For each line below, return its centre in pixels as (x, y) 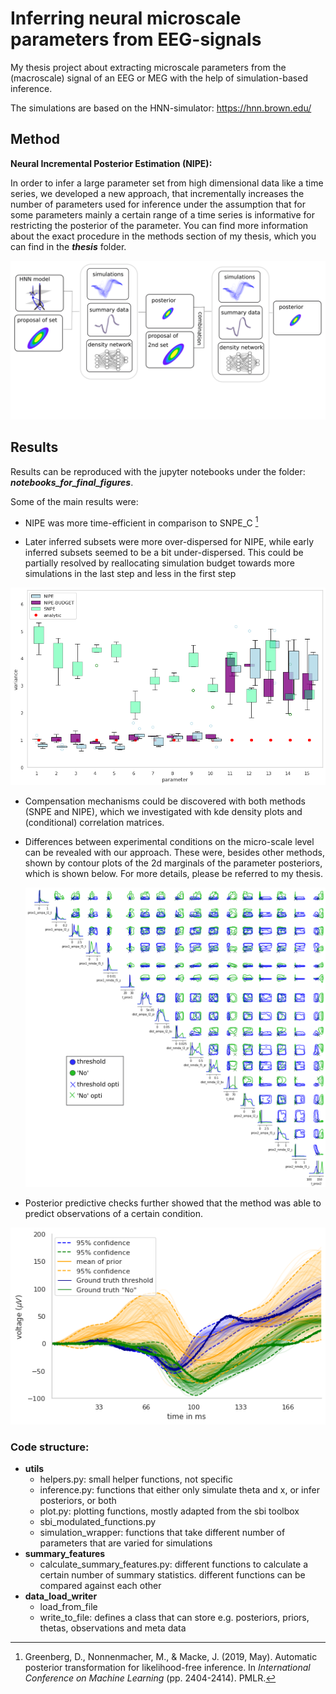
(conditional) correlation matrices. (94, 823)
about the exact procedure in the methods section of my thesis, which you (163, 236)
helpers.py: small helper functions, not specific (136, 1479)
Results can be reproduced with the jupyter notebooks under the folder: (158, 471)
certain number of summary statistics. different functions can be (172, 1575)
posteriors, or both (78, 1501)
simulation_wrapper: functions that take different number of (162, 1533)
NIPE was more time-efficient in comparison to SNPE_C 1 (141, 522)
